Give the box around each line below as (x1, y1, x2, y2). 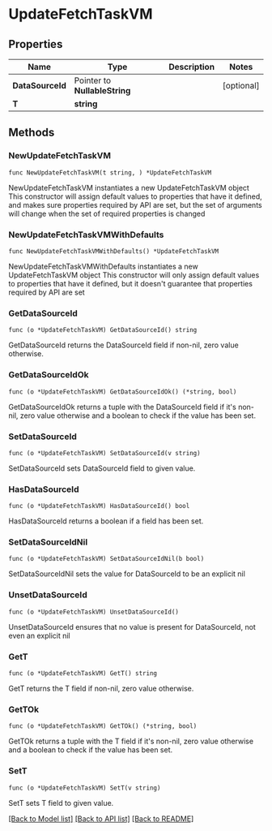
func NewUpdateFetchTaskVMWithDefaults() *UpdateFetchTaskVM (8, 247, 219, 256)
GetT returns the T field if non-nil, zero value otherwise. (8, 683, 194, 694)
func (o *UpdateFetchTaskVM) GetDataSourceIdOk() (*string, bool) (8, 387, 237, 396)
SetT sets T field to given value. (8, 798, 114, 807)
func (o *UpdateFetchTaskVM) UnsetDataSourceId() (8, 608, 180, 616)
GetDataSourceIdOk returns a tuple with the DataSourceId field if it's (8, 402, 236, 411)
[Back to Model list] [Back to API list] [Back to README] (8, 813, 194, 824)
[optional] (222, 80, 260, 91)
